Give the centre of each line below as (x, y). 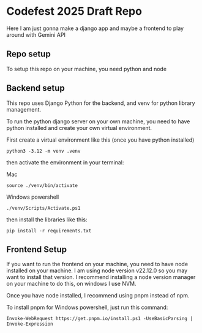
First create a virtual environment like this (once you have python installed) (100, 140)
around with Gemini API (36, 34)
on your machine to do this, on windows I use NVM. (71, 284)
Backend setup (36, 88)
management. (24, 109)
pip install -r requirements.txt (49, 231)
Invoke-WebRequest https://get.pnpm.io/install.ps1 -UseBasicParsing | (99, 319)
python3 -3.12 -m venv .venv (43, 151)
